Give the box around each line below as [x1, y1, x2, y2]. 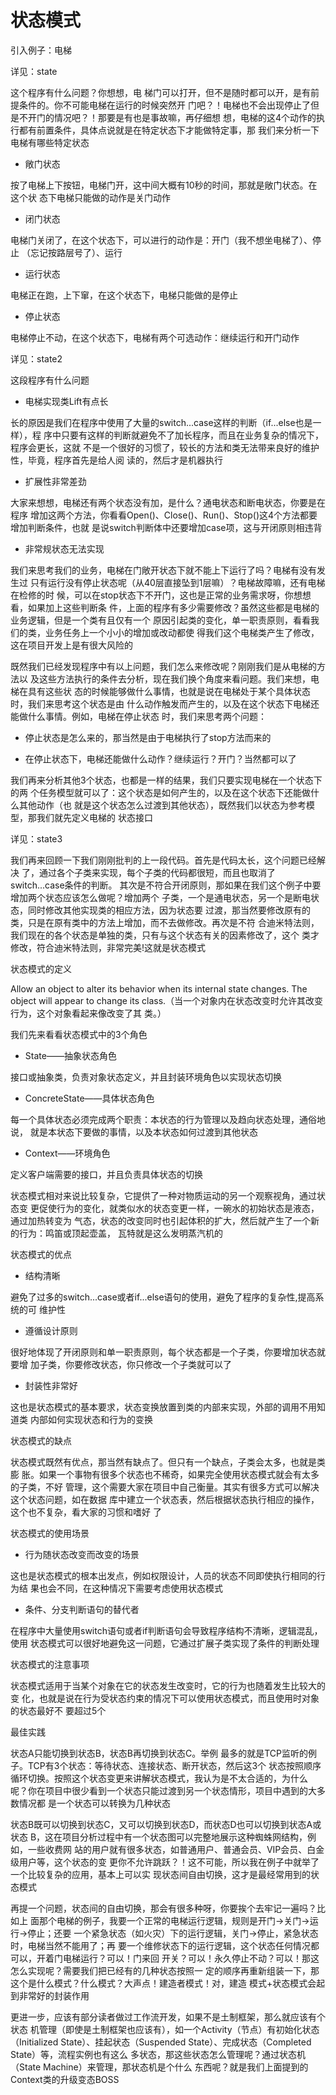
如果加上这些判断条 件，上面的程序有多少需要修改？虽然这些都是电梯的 [27, 601, 320, 613]
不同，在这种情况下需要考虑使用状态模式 [56, 1582, 223, 1594]
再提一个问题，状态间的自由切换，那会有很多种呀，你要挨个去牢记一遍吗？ [10, 1902, 317, 1914]
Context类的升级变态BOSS [10, 2073, 120, 2085]
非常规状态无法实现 [24, 542, 105, 555]
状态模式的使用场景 [10, 1527, 90, 1539]
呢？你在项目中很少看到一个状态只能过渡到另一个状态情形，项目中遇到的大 [10, 1784, 317, 1796]
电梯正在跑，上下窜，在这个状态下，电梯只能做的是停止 [10, 289, 238, 301]
